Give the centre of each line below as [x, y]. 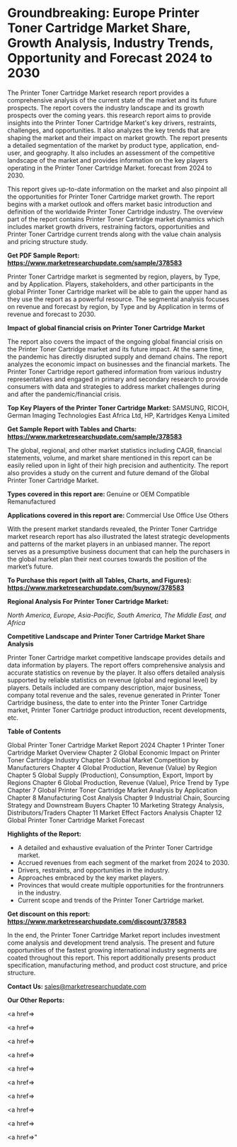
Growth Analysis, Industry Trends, [110, 43]
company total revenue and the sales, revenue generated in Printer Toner [114, 695]
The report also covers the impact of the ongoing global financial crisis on [115, 342]
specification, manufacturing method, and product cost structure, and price [117, 965]
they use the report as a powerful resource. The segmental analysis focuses [118, 299]
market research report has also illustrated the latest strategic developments [118, 536]
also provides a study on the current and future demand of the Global [109, 472]
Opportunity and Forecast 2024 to [110, 58]
